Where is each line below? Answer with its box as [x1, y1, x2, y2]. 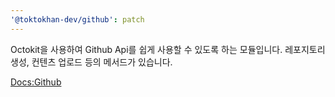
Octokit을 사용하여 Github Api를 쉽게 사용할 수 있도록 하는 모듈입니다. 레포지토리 [10, 43, 326, 55]
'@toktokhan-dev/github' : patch [10, 14, 145, 25]
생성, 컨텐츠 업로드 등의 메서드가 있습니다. [10, 56, 173, 68]
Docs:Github [10, 76, 62, 88]
